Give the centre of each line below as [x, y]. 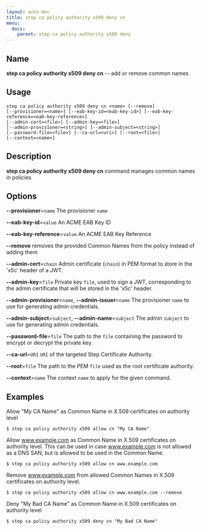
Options [22, 196]
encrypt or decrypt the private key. [49, 343]
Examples [25, 397]
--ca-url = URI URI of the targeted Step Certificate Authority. [79, 354]
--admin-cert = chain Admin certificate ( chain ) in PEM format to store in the [99, 264]
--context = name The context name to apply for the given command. [89, 378]
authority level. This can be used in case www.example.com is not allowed [99, 447]
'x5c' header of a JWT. [35, 270]
